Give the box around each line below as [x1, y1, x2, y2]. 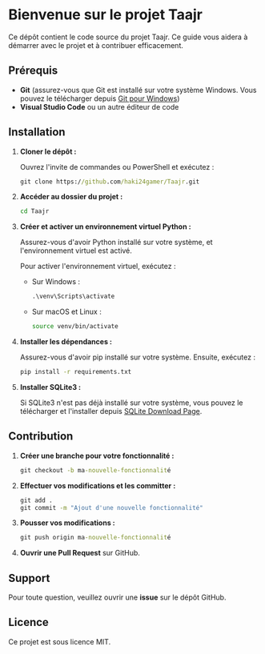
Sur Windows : [31, 277, 81, 287]
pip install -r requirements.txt [19, 368, 132, 376]
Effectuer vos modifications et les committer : [19, 480, 176, 490]
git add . [19, 496, 54, 504]
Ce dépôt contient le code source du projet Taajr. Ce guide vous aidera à [8, 32, 248, 42]
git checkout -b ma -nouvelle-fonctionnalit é [19, 466, 171, 474]
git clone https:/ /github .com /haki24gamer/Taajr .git [19, 178, 200, 186]
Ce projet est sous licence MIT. [8, 636, 111, 646]
